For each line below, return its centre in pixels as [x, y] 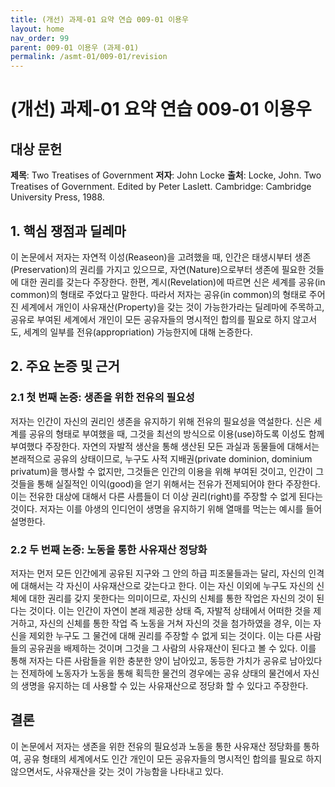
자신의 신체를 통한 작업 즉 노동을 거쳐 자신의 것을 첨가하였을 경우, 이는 [175, 623]
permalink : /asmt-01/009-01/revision [89, 57]
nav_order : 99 [40, 38]
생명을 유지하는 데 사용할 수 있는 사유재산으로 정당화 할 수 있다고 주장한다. [164, 685]
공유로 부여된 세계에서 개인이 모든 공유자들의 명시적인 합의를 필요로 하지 [150, 319]
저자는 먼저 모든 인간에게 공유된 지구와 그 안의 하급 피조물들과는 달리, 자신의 [158, 573]
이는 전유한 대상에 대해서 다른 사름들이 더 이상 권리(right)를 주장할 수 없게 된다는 [166, 496]
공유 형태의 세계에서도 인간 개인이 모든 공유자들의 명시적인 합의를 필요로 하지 [173, 758]
